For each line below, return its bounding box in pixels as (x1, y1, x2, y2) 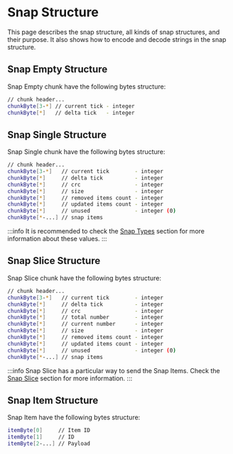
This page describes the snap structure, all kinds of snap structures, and (7, 28, 220, 36)
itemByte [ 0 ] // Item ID (7, 427, 91, 434)
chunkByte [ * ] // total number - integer (7, 314, 163, 321)
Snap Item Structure (7, 394, 99, 406)
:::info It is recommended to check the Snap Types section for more (7, 227, 205, 236)
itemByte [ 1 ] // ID (7, 433, 75, 441)
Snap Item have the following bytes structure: (7, 413, 141, 422)
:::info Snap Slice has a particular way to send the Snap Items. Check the (7, 366, 220, 375)
